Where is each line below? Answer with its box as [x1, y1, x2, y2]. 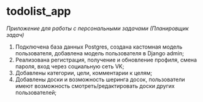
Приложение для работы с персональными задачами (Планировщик [6, 25, 189, 32]
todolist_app [6, 4, 71, 18]
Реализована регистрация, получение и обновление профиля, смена [15, 56, 197, 63]
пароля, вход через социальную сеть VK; [15, 63, 124, 70]
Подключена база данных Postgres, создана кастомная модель [15, 43, 183, 50]
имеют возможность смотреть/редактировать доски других [15, 82, 175, 90]
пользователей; [15, 88, 57, 96]
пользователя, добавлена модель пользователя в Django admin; [15, 49, 185, 57]
